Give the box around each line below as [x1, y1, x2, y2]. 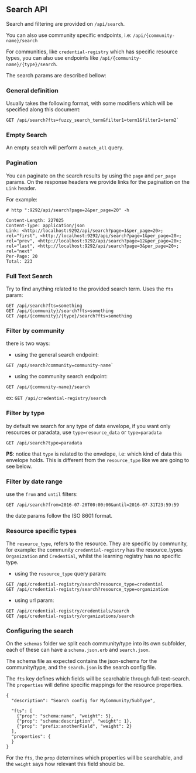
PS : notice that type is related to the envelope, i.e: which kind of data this [6, 450, 183, 457]
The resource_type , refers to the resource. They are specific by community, [6, 540, 188, 547]
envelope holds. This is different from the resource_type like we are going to [6, 456, 190, 463]
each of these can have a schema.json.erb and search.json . [6, 647, 150, 654]
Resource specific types [6, 526, 77, 535]
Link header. [6, 184, 37, 191]
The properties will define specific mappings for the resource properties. [6, 682, 183, 689]
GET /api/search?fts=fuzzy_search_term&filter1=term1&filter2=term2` [6, 117, 180, 124]
